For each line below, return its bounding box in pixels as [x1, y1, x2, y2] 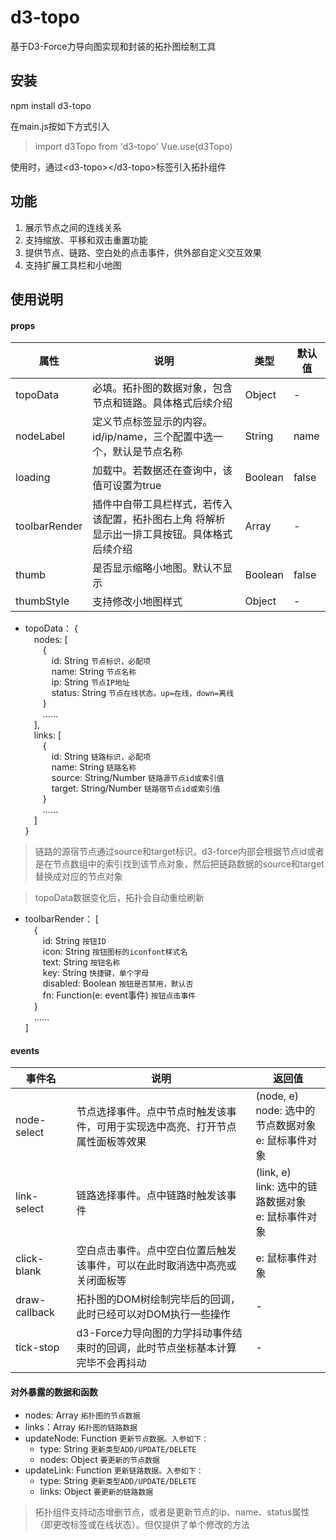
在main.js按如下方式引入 [10, 120, 110, 132]
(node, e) [255, 1089, 299, 1103]
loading [15, 471, 51, 485]
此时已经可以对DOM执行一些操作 [76, 1307, 231, 1321]
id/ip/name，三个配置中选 [92, 430, 214, 444]
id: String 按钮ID [42, 935, 107, 947]
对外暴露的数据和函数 [10, 1386, 98, 1398]
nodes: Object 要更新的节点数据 [39, 1453, 160, 1465]
